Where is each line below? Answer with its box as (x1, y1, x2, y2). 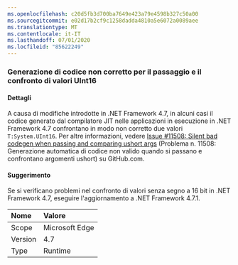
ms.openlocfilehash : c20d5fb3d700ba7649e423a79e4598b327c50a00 (7, 10, 199, 18)
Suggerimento (7, 171, 51, 179)
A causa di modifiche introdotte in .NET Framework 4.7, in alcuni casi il (7, 109, 213, 118)
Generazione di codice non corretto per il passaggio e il (7, 67, 202, 77)
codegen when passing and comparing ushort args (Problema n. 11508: (7, 139, 217, 148)
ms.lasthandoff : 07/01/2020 (7, 37, 91, 44)
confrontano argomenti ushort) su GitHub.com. (7, 154, 145, 163)
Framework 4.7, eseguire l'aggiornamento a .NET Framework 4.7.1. (7, 194, 200, 202)
